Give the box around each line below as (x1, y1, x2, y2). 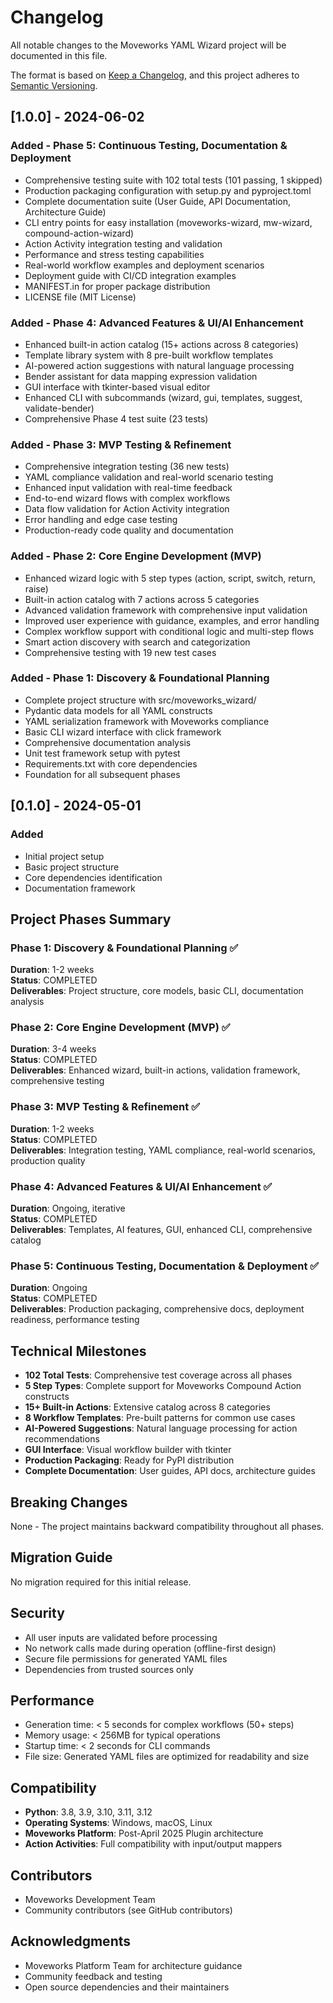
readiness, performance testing (10, 1314, 140, 1326)
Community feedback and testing (24, 1970, 163, 1982)
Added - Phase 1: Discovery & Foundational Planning (10, 671, 270, 685)
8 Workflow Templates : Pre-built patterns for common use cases (24, 1412, 296, 1424)
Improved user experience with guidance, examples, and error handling (24, 614, 320, 626)
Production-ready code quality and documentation (24, 524, 234, 536)
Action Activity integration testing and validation (24, 237, 223, 250)
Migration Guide (10, 1549, 113, 1566)
